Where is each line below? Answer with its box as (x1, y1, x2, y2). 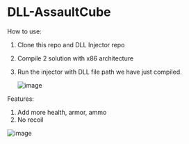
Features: (7, 95, 35, 103)
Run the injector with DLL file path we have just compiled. (17, 67, 182, 76)
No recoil (17, 115, 44, 124)
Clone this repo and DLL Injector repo (17, 40, 125, 49)
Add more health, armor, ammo (17, 108, 107, 116)
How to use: (7, 27, 42, 35)
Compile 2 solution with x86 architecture (17, 54, 134, 63)
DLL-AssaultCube (7, 4, 111, 20)
